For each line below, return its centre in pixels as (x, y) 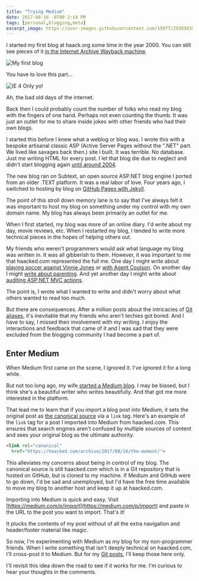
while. (13, 374)
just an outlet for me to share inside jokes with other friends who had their (96, 122)
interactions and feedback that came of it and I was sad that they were (92, 329)
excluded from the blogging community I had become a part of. (84, 335)
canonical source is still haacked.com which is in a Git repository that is (93, 469)
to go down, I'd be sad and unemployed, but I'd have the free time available (98, 481)
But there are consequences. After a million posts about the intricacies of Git (99, 310)
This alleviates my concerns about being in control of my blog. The (88, 462)
